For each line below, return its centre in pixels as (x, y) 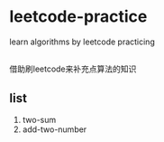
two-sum (39, 120)
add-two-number (55, 129)
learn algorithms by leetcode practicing (82, 42)
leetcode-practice (78, 17)
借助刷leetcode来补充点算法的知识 (73, 69)
